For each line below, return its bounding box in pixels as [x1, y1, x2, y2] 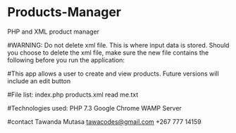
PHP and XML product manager [7, 27, 100, 36]
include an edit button [7, 76, 71, 85]
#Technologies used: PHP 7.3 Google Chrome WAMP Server [7, 104, 182, 112]
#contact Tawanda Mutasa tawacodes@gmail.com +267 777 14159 [7, 117, 202, 126]
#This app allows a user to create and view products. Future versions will [7, 69, 220, 78]
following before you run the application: [7, 55, 125, 64]
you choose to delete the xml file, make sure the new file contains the [7, 48, 209, 57]
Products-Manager [7, 4, 122, 20]
